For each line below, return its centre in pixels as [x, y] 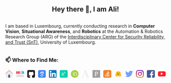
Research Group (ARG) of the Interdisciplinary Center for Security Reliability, [85, 36]
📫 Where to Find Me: [32, 60]
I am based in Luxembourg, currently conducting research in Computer [80, 26]
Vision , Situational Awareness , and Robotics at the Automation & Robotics [84, 31]
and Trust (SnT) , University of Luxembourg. [51, 42]
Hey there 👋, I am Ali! [85, 9]
